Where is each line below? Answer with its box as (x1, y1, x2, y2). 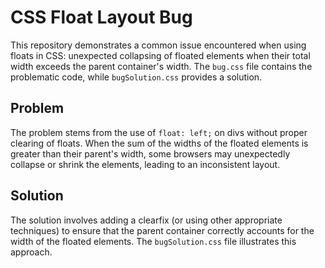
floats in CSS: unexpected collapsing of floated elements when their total (10, 49, 311, 61)
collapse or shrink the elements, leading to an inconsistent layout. (10, 158, 281, 170)
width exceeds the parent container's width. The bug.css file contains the (10, 60, 313, 72)
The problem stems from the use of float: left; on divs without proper (10, 126, 308, 138)
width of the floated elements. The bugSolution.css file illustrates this (10, 235, 297, 247)
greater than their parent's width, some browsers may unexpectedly (10, 147, 291, 160)
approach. (10, 246, 53, 258)
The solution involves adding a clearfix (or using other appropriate (10, 214, 283, 226)
